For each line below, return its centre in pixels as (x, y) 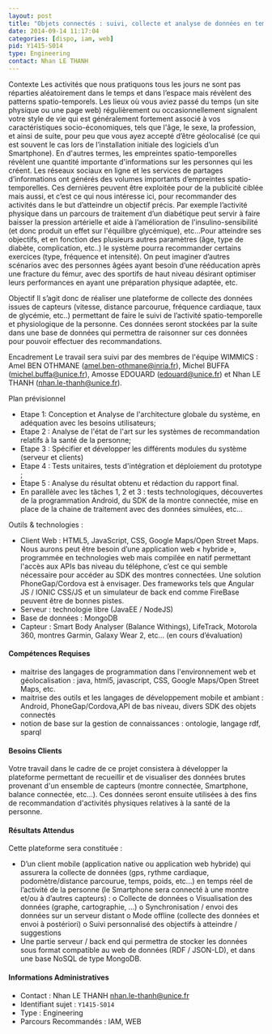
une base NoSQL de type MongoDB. (81, 959)
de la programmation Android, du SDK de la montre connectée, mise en (139, 500)
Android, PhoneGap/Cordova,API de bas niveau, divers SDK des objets (138, 706)
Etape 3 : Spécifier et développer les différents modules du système (133, 448)
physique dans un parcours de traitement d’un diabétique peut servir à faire (134, 213)
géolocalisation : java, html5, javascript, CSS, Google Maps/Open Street (139, 680)
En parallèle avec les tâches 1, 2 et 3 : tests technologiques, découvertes (141, 491)
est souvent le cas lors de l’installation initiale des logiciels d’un (114, 144)
